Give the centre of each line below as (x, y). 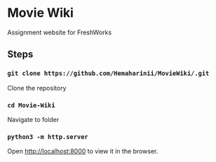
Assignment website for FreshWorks (60, 32)
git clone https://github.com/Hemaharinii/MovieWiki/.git (108, 74)
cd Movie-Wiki (31, 105)
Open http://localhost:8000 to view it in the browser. (83, 151)
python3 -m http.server (48, 137)
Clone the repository (37, 88)
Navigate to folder (33, 119)
